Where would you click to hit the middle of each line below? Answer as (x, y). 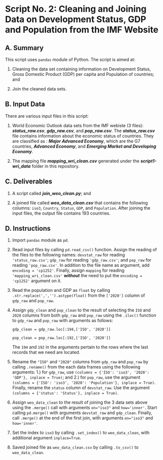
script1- (149, 161)
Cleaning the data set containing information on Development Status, (81, 69)
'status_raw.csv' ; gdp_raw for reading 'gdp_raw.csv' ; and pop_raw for (82, 260)
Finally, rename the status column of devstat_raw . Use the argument (81, 388)
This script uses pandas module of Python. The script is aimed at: (70, 59)
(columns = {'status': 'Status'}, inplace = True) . (65, 393)
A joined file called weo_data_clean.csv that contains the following (80, 203)
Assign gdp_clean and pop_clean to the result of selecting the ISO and (81, 310)
